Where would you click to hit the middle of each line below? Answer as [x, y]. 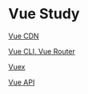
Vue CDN [24, 36]
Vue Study [44, 14]
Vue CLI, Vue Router [42, 51]
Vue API [22, 82]
